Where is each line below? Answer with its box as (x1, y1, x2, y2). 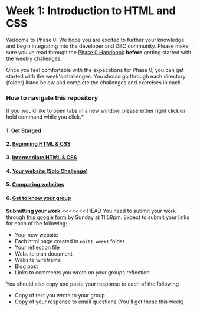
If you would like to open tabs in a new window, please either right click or (6, 107, 186, 114)
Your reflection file (14, 244, 60, 251)
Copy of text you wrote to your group (14, 292, 105, 299)
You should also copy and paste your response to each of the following (6, 280, 179, 287)
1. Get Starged (6, 127, 41, 134)
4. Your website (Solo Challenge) (6, 167, 88, 175)
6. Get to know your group (6, 194, 71, 201)
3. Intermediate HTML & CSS (6, 154, 78, 161)
